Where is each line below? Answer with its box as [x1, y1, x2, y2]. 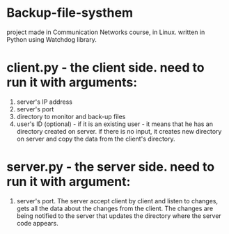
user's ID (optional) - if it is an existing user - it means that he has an [16, 120, 214, 128]
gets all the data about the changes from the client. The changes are [16, 204, 214, 212]
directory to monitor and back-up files [16, 112, 126, 120]
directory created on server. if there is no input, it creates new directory [16, 127, 222, 135]
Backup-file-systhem [6, 5, 134, 21]
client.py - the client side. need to [6, 60, 205, 76]
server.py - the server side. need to [6, 159, 215, 175]
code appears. [16, 219, 58, 227]
